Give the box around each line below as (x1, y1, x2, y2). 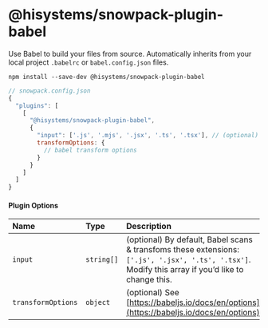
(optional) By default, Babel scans (126, 234, 253, 245)
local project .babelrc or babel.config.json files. (8, 57, 169, 67)
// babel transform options (43, 146, 137, 154)
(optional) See (126, 287, 179, 298)
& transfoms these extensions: (126, 244, 240, 255)
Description (126, 221, 171, 232)
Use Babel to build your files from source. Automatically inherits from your (8, 49, 252, 58)
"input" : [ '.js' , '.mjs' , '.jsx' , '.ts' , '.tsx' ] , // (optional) (37, 132, 259, 140)
